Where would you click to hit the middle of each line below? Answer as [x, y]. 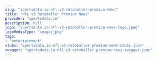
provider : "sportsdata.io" [32, 18]
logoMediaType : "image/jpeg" [34, 32]
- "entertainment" [24, 41]
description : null [24, 23]
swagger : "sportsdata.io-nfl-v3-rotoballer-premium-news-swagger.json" [79, 50]
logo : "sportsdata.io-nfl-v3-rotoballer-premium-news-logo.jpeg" [72, 28]
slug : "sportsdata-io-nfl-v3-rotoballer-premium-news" [62, 9]
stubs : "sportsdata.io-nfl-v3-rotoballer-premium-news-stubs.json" [75, 45]
